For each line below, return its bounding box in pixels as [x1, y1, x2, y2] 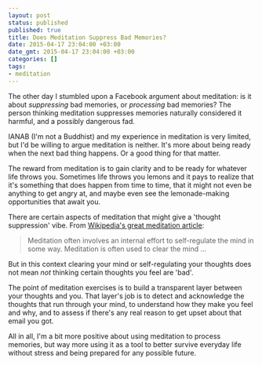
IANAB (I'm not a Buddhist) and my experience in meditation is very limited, [8, 131, 251, 141]
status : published [8, 19, 68, 27]
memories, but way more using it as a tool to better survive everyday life [8, 339, 242, 349]
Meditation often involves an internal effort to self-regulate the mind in [27, 235, 254, 245]
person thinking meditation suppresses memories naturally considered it [8, 108, 242, 118]
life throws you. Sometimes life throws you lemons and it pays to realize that [8, 172, 254, 181]
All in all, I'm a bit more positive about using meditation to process [8, 331, 221, 341]
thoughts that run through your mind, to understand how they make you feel [8, 299, 253, 308]
